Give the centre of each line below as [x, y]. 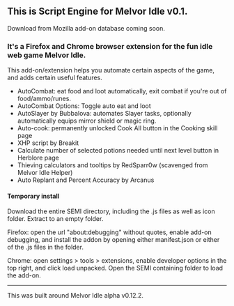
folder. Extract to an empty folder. [55, 219]
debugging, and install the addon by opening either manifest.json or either [114, 240]
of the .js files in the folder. [45, 247]
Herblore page [38, 158]
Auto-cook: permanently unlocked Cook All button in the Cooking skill [117, 128]
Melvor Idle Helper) [45, 173]
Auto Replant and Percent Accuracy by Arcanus [86, 180]
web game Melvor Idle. [47, 55]
